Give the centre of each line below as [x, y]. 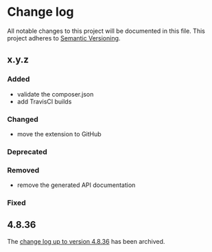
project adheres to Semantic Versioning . [64, 38]
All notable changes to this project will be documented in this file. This [106, 31]
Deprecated [27, 151]
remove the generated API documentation [76, 185]
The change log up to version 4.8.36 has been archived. [86, 241]
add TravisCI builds [44, 101]
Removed [23, 170]
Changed [23, 119]
